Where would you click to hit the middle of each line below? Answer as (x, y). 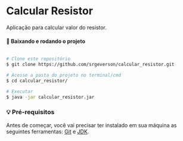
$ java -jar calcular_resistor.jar (50, 97)
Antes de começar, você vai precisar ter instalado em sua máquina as (91, 125)
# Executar (20, 91)
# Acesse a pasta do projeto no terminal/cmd (63, 75)
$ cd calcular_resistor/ (37, 81)
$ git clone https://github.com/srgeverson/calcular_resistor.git (90, 65)
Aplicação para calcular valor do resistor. (57, 27)
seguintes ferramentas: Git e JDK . (48, 131)
